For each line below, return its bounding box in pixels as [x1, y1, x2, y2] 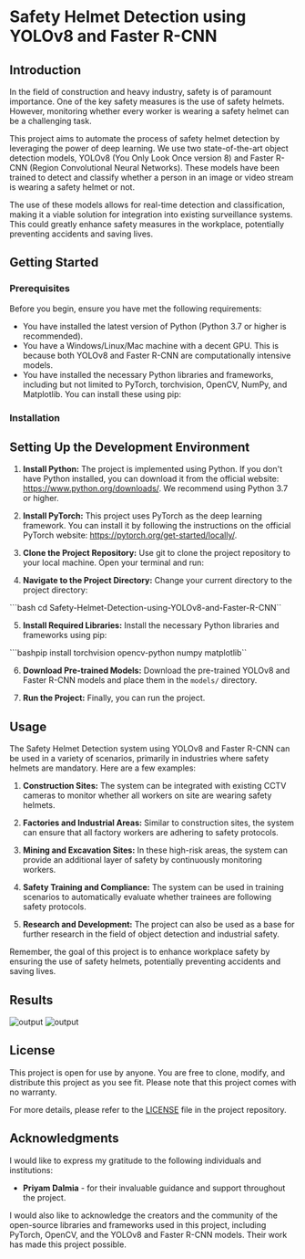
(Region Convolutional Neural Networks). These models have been [29, 163, 280, 173]
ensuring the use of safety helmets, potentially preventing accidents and [9, 956, 281, 967]
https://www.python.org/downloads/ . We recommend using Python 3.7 [22, 483, 289, 494]
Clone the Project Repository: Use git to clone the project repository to [22, 548, 291, 559]
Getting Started [9, 255, 99, 270]
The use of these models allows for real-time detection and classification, [9, 199, 285, 210]
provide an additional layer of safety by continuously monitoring [22, 855, 262, 866]
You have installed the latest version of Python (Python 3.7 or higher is [22, 320, 287, 331]
